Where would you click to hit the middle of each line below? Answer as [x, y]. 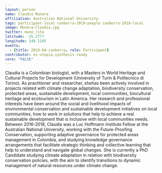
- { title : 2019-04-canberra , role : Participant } [59, 50]
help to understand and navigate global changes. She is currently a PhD [77, 150]
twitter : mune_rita [25, 32]
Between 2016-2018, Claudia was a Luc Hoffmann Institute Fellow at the [77, 125]
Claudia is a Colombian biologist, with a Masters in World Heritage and [75, 73]
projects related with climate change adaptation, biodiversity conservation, [79, 88]
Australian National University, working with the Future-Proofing [69, 129]
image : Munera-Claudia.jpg [32, 28]
